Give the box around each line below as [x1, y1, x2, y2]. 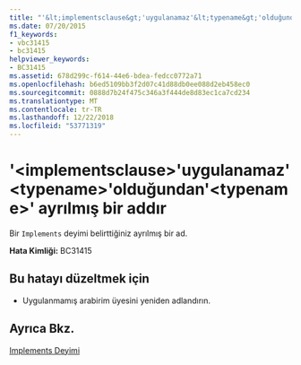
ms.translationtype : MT [9, 96, 99, 106]
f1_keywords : [9, 30, 58, 39]
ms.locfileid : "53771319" [9, 122, 106, 131]
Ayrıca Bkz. [9, 321, 75, 336]
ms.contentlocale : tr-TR [9, 105, 102, 114]
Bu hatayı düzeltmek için [9, 271, 150, 287]
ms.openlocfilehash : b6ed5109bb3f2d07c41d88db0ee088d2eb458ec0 [9, 80, 251, 89]
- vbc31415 [9, 38, 50, 48]
